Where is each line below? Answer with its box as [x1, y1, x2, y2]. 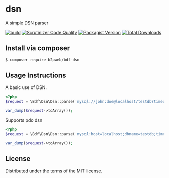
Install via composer [5, 44, 70, 53]
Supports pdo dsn [5, 117, 43, 123]
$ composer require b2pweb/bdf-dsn [5, 57, 80, 62]
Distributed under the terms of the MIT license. [5, 168, 103, 174]
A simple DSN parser [5, 20, 49, 26]
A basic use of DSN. [5, 84, 47, 91]
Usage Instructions [5, 71, 66, 80]
